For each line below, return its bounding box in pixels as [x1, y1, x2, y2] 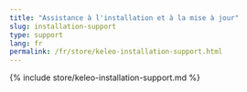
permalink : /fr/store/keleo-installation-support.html [9, 47, 223, 56]
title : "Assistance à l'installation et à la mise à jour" [9, 13, 240, 23]
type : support [9, 30, 64, 39]
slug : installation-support [9, 22, 117, 31]
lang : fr [9, 38, 43, 48]
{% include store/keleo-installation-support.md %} [9, 72, 201, 83]
